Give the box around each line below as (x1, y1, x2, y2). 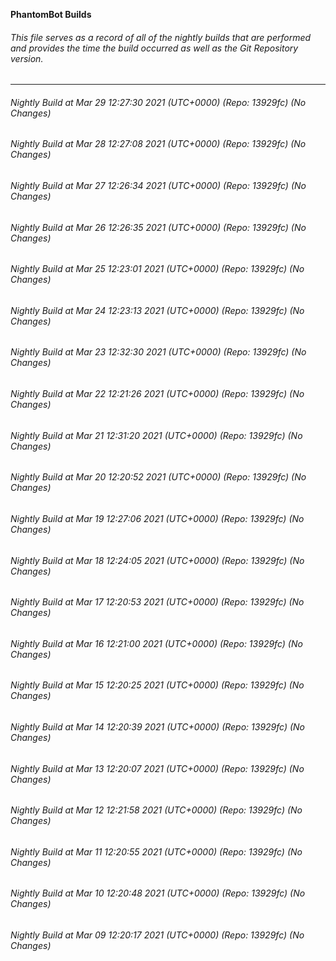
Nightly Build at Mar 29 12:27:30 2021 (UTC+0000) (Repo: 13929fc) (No (10, 96, 307, 108)
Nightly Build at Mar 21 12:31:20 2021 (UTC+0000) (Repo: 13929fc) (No (10, 429, 303, 441)
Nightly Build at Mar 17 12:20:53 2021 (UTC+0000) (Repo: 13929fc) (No (10, 596, 305, 608)
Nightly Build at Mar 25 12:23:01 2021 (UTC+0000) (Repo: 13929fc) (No (10, 263, 305, 275)
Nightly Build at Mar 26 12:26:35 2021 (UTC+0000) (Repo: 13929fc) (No (10, 221, 307, 233)
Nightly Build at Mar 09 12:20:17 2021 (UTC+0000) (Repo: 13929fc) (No (10, 929, 305, 941)
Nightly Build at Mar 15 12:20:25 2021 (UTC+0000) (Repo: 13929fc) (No (10, 679, 305, 691)
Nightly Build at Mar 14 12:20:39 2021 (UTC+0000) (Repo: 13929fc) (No (10, 720, 306, 733)
